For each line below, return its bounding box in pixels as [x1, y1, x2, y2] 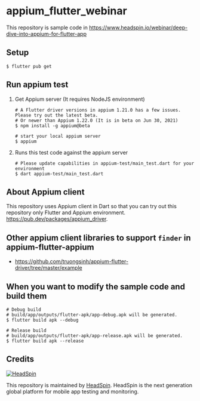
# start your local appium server [14, 133, 101, 139]
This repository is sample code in [6, 24, 88, 31]
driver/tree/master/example [14, 264, 82, 272]
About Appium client [6, 187, 85, 197]
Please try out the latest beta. [14, 112, 99, 118]
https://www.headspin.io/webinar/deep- [89, 24, 188, 31]
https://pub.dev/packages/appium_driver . [6, 215, 108, 223]
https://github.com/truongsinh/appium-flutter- [14, 258, 129, 265]
